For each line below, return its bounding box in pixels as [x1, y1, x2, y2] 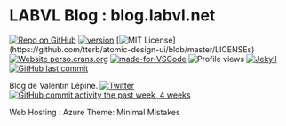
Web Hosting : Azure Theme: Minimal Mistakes [9, 106, 180, 117]
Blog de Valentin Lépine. [9, 80, 99, 91]
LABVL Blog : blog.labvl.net [9, 5, 216, 26]
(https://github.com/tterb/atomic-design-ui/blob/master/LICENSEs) [9, 43, 255, 54]
